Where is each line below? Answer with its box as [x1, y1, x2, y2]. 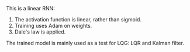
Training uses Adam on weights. [14, 23, 92, 29]
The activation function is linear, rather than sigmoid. [14, 16, 142, 23]
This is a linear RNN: [6, 5, 56, 12]
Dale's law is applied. [14, 28, 66, 35]
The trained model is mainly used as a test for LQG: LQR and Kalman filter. [6, 40, 184, 46]
